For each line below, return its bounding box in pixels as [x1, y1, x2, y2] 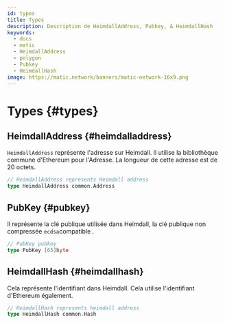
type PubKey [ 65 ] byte [7, 247, 69, 253]
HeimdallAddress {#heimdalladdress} [7, 130, 172, 142]
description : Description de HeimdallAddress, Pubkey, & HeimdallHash [7, 23, 213, 29]
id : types [7, 10, 36, 17]
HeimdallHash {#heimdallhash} [7, 266, 144, 277]
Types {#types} [7, 103, 99, 119]
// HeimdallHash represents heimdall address [7, 304, 139, 312]
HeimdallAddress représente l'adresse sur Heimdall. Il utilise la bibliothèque [7, 149, 218, 157]
